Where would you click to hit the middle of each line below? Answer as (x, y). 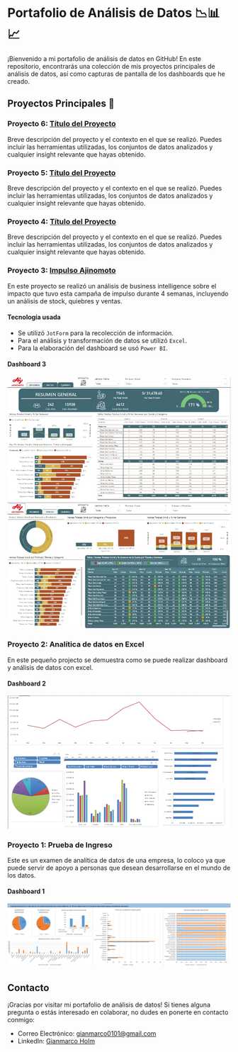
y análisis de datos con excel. (50, 667)
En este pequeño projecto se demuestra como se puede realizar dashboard (118, 660)
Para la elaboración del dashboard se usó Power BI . (92, 348)
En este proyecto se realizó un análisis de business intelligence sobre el (112, 286)
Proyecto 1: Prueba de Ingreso (60, 845)
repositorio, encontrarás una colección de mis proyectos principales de (112, 66)
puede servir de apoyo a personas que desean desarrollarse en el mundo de (119, 868)
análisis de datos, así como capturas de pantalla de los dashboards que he (116, 74)
